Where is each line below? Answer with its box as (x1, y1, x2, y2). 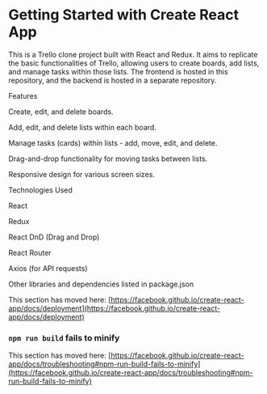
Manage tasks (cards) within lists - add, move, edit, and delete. (8, 138, 218, 147)
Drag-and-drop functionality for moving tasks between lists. (8, 154, 208, 163)
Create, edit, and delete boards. (8, 107, 115, 117)
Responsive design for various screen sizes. (8, 169, 156, 179)
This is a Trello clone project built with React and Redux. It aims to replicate (8, 49, 258, 59)
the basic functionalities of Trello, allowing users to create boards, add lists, (8, 58, 260, 68)
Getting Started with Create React (8, 6, 240, 24)
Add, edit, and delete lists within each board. (8, 122, 157, 132)
